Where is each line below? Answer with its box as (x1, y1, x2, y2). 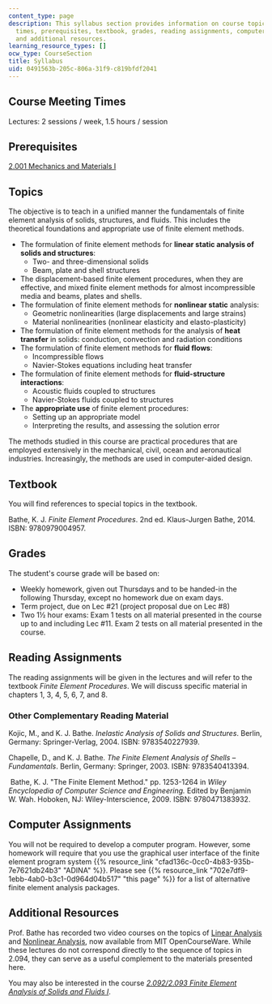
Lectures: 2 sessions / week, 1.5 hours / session (8, 116, 168, 126)
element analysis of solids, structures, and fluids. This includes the (8, 215, 231, 225)
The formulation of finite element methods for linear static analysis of (19, 240, 255, 249)
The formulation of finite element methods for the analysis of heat (19, 326, 240, 335)
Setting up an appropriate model (32, 412, 140, 422)
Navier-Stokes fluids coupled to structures (32, 395, 174, 405)
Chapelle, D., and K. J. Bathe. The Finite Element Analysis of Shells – (8, 752, 236, 762)
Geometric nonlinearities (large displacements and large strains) (32, 309, 247, 318)
